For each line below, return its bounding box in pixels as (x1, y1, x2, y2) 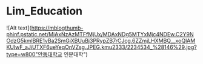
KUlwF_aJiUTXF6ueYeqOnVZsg (6, 43, 85, 51)
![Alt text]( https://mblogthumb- (6, 24, 84, 31)
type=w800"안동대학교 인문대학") (6, 50, 88, 58)
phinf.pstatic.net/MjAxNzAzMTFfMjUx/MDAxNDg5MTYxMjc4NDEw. (6, 30, 176, 37)
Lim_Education (6, 4, 83, 18)
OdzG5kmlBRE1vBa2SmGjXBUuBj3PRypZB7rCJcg (6, 37, 131, 44)
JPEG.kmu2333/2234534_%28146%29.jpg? (86, 43, 197, 51)
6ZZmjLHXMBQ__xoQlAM (131, 37, 196, 44)
